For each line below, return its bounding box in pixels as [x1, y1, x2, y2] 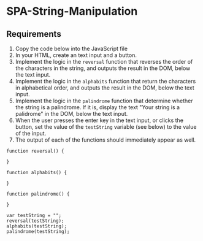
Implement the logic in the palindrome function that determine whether [15, 97, 193, 104]
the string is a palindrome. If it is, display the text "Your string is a [15, 104, 180, 111]
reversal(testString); [6, 218, 64, 224]
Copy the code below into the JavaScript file [15, 45, 128, 52]
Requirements [6, 29, 61, 39]
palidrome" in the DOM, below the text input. [15, 110, 128, 117]
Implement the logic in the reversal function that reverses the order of [15, 58, 193, 65]
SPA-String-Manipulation [6, 4, 138, 18]
